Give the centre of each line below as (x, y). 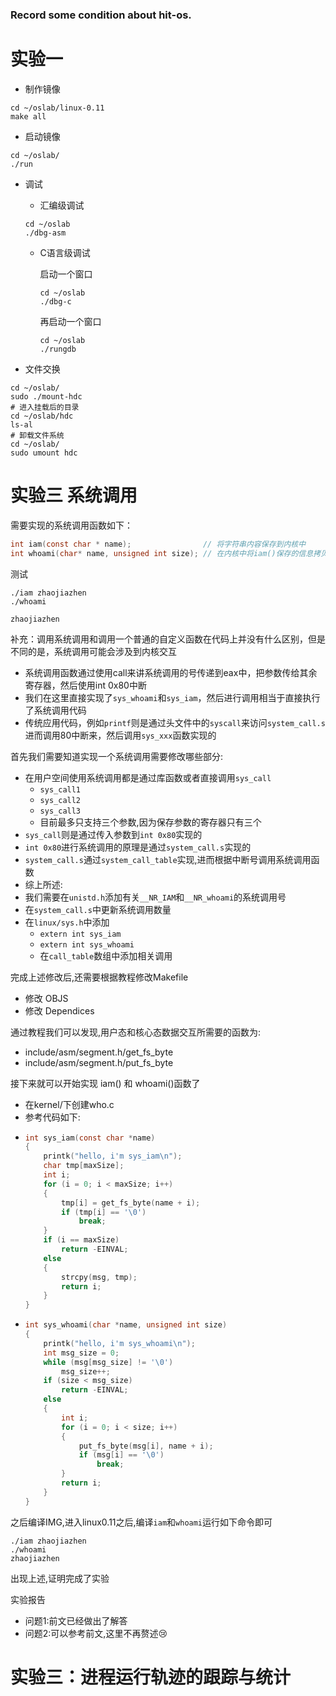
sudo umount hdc (44, 453)
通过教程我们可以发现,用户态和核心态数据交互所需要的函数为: (136, 1032)
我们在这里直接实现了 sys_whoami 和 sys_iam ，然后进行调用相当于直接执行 (172, 697)
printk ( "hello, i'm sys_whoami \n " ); (119, 1343)
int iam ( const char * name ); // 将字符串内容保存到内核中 (158, 544)
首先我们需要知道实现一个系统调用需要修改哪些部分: (117, 756)
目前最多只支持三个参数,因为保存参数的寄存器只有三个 (150, 822)
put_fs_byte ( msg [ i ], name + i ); (146, 1446)
